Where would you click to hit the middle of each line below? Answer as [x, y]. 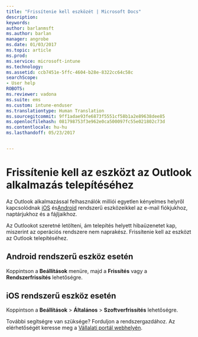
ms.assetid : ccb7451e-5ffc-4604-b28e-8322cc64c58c [70, 72]
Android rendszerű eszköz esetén [70, 257]
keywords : [18, 23]
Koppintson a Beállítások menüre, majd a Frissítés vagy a [77, 271]
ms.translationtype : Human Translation [55, 111]
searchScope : [22, 78]
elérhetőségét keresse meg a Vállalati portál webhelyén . [74, 328]
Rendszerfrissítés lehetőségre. [44, 277]
